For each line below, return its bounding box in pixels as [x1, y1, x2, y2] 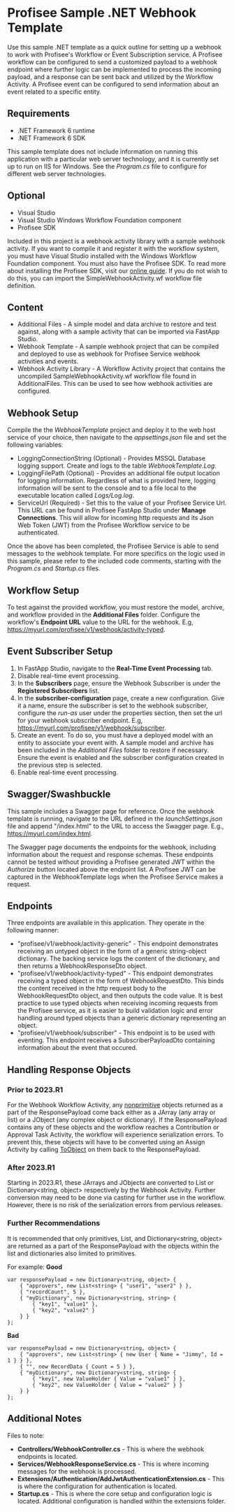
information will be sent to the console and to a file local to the [17, 484, 197, 492]
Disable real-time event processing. [17, 671, 120, 679]
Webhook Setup [7, 407, 79, 419]
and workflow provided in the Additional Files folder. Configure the [7, 610, 200, 619]
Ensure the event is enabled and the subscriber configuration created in [17, 753, 225, 761]
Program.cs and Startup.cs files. [7, 564, 101, 573]
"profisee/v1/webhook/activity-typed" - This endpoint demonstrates [17, 970, 214, 978]
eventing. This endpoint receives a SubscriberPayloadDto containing [17, 1036, 215, 1044]
